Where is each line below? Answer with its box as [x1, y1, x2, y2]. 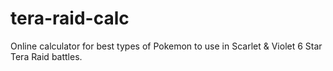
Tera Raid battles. [10, 50, 83, 62]
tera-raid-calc [10, 7, 130, 30]
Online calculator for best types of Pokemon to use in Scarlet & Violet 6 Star [10, 40, 323, 52]
